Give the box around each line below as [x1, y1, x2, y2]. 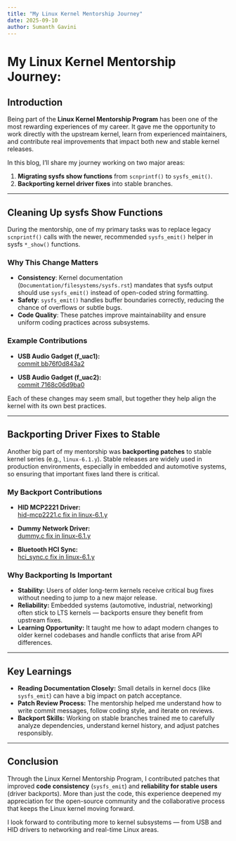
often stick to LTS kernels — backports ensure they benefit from [17, 608, 204, 617]
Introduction [7, 96, 63, 108]
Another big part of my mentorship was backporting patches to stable [7, 447, 212, 455]
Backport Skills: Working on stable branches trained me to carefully [17, 714, 216, 722]
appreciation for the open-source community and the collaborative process [7, 797, 225, 805]
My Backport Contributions [7, 487, 103, 497]
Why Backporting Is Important [7, 570, 112, 580]
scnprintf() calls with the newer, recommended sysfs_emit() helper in [7, 233, 214, 241]
